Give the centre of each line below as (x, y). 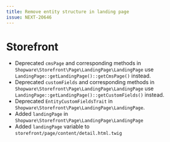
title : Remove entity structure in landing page (68, 12)
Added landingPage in (41, 114)
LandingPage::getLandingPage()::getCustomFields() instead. (89, 95)
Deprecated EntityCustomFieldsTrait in (64, 101)
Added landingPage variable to (52, 126)
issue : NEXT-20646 (29, 17)
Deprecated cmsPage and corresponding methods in (78, 63)
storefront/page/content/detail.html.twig (68, 134)
